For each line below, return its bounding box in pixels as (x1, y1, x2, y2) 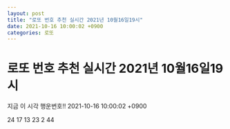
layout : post (7, 10, 45, 17)
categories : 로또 (7, 29, 54, 36)
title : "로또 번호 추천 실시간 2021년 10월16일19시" (7, 16, 144, 23)
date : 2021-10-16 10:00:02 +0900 (7, 23, 104, 30)
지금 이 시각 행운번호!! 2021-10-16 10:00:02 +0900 (7, 102, 147, 110)
